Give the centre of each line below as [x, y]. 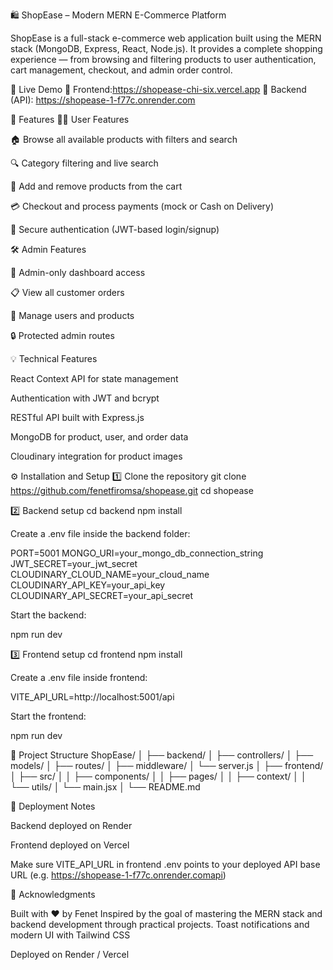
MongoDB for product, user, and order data [99, 437]
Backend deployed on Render [71, 825]
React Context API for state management [94, 378]
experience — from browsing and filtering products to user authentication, [163, 59]
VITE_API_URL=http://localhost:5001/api [92, 697]
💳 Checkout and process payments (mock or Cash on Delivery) [142, 206]
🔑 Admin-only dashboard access [78, 272]
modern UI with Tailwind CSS [70, 935]
